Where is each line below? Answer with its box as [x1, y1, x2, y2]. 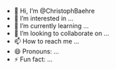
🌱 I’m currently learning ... [13, 22, 89, 30]
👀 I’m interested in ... [13, 14, 74, 23]
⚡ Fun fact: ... [13, 55, 53, 63]
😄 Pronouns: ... [13, 47, 60, 56]
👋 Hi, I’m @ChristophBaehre [13, 7, 95, 15]
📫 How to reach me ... [13, 37, 79, 45]
